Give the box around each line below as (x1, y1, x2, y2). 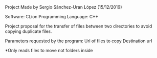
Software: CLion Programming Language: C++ (5, 14, 99, 19)
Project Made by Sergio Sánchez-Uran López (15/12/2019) (5, 4, 122, 10)
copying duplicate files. (5, 29, 52, 34)
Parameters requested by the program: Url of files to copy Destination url (5, 38, 153, 44)
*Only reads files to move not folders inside (5, 48, 93, 53)
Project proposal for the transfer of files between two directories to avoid (5, 23, 153, 29)
